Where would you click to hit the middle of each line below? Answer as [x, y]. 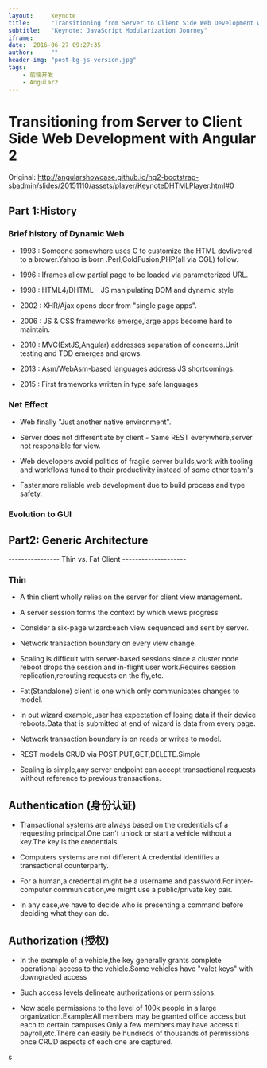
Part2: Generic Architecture [78, 540]
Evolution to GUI [40, 514]
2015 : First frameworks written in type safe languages [109, 384]
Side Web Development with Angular [132, 138]
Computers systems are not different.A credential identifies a [120, 857]
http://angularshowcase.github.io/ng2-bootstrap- [118, 177]
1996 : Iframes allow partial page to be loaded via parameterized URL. [134, 275]
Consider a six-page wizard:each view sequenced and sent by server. [134, 628]
